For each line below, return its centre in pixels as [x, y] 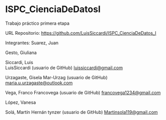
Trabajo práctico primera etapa [37, 23]
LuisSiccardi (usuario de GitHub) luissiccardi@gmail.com [64, 68]
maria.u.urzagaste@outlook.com [39, 83]
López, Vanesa [21, 102]
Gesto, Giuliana [21, 52]
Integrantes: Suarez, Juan [32, 43]
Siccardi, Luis [19, 62]
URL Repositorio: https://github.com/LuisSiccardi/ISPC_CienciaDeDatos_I [81, 33]
